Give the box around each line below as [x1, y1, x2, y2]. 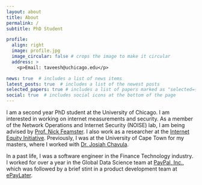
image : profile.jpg [11, 48, 61, 54]
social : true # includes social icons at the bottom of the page [6, 92, 176, 98]
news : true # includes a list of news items [6, 75, 122, 81]
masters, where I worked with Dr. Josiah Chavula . [6, 141, 129, 148]
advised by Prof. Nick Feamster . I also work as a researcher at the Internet [6, 128, 190, 135]
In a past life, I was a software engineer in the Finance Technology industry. [6, 152, 194, 160]
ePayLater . [6, 172, 33, 178]
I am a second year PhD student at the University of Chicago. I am [6, 109, 170, 116]
